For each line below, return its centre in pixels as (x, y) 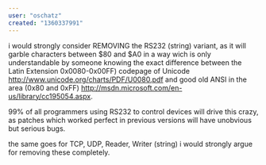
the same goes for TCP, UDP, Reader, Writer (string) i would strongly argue (130, 144)
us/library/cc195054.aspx (50, 96)
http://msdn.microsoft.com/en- (131, 87)
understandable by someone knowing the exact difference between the (125, 62)
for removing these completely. (59, 152)
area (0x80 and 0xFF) (44, 87)
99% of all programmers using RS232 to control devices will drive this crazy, (133, 111)
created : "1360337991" (46, 23)
